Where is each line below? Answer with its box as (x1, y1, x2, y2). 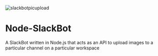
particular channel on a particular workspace (5, 45, 99, 51)
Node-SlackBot (5, 23, 71, 34)
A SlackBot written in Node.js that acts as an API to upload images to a (5, 39, 153, 45)
